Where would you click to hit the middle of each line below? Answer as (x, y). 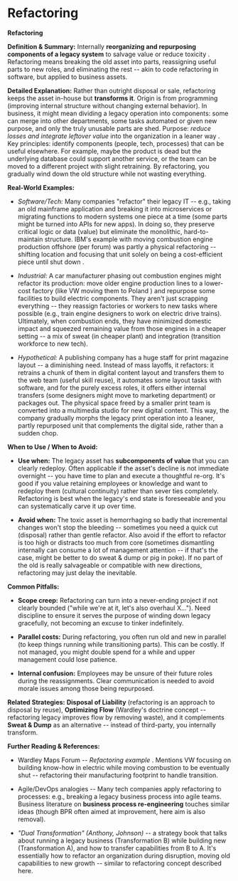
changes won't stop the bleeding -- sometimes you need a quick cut (118, 527)
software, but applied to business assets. (67, 77)
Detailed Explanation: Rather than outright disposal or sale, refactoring (112, 90)
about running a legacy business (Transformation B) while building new (122, 840)
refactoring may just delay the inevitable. (77, 573)
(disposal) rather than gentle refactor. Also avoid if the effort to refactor (122, 534)
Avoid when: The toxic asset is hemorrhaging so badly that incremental (123, 519)
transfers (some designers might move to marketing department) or (117, 395)
